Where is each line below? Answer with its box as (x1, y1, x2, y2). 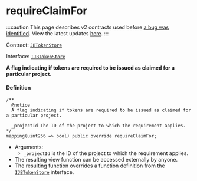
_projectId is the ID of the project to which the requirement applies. (23, 150, 189, 157)
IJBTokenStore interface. (14, 169, 74, 176)
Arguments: (14, 143, 43, 151)
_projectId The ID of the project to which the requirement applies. (11, 123, 186, 129)
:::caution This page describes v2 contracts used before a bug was (6, 24, 169, 31)
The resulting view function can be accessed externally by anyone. (14, 156, 178, 163)
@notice (11, 102, 31, 108)
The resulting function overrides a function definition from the (14, 162, 165, 169)
